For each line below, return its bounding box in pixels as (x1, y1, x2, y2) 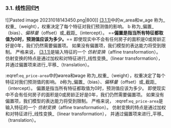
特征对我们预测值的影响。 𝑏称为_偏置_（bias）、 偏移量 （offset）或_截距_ (5, 79, 157, 85)
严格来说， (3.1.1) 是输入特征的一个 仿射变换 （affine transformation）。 (15, 49, 161, 55)
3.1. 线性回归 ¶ (5, 4, 39, 11)
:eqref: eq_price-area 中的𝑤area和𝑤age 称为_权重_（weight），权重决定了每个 (5, 72, 166, 79)
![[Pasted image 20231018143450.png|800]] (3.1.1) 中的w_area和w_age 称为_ (5, 17, 165, 23)
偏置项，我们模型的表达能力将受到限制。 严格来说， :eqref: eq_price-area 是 (5, 98, 163, 104)
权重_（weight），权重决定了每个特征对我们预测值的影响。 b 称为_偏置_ (5, 23, 154, 30)
